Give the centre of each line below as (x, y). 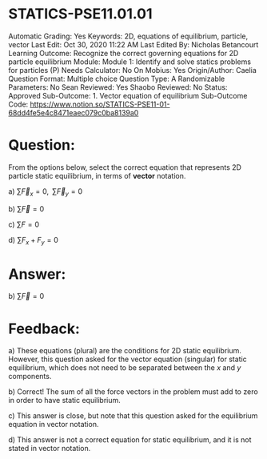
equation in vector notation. (54, 425)
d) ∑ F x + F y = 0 (33, 241)
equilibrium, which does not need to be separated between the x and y (125, 368)
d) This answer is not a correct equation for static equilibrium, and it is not (130, 440)
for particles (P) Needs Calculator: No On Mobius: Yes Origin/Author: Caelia (133, 70)
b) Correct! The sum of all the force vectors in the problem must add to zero (133, 392)
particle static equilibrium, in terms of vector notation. (97, 175)
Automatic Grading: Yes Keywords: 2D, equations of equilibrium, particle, (128, 36)
